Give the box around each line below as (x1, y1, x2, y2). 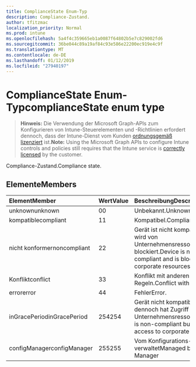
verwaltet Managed (134, 344, 186, 352)
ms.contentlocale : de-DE (6, 52, 66, 58)
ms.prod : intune (6, 30, 45, 36)
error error (9, 289, 36, 297)
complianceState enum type (24, 101, 165, 114)
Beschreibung (134, 197, 174, 205)
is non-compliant (134, 320, 182, 328)
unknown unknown (9, 207, 60, 215)
